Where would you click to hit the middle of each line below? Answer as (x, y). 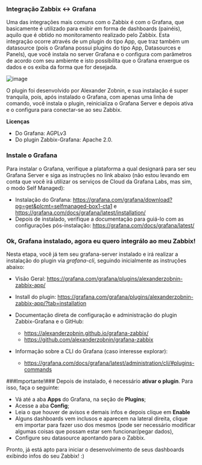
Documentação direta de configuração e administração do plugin (96, 315)
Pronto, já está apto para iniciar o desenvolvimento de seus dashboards (95, 449)
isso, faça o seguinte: (33, 387)
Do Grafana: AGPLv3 (40, 133)
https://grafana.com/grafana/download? (123, 200)
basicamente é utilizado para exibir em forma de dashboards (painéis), (94, 28)
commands (38, 369)
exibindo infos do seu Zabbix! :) (45, 456)
